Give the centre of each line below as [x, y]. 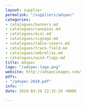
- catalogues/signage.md [32, 39]
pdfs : [11, 77]
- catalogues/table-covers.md [38, 44]
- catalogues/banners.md [32, 24]
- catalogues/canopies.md [33, 29]
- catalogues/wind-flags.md [35, 58]
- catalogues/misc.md [28, 34]
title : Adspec [20, 62]
